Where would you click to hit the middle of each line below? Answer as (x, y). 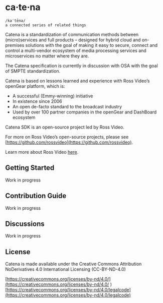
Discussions (25, 224)
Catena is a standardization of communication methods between (72, 34)
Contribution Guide (36, 196)
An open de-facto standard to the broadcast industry (67, 106)
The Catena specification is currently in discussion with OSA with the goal (81, 66)
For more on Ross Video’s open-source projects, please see (67, 137)
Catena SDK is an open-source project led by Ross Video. (65, 127)
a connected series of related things (46, 25)
